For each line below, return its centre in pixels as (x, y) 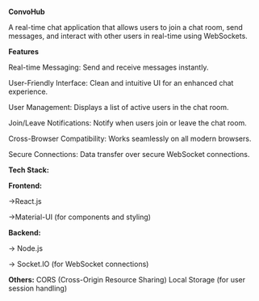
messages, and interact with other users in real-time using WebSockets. (128, 36)
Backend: (25, 233)
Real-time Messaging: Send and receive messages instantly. (109, 67)
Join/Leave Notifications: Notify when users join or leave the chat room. (128, 123)
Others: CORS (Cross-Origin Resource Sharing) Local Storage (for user (127, 280)
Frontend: (25, 186)
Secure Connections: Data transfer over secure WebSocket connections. (129, 154)
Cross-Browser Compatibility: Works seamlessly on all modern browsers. (130, 138)
